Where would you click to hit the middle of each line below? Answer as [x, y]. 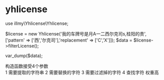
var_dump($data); [24, 55]
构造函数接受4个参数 [27, 66]
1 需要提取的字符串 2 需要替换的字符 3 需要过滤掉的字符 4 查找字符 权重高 [82, 72]
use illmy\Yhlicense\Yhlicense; [37, 23]
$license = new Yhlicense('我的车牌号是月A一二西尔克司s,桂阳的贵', [76, 33]
